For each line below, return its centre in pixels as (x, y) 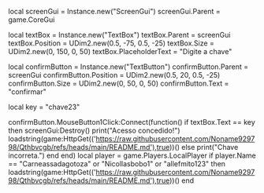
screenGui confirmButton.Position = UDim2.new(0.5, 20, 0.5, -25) (114, 75)
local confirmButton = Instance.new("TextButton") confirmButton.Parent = (128, 67)
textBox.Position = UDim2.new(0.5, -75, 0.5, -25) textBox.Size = (112, 43)
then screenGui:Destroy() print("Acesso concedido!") (94, 130)
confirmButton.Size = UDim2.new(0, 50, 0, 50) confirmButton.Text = (119, 83)
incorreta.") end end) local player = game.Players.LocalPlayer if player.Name (132, 155)
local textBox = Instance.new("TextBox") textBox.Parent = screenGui (119, 35)
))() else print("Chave (204, 147)
